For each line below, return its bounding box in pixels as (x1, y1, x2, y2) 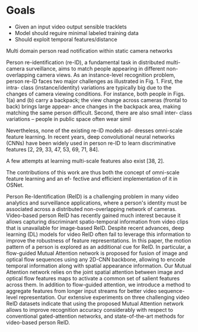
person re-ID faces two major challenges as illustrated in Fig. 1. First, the (6, 78, 183, 85)
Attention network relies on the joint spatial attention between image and (6, 268, 184, 276)
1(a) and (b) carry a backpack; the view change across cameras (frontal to (6, 96, 188, 104)
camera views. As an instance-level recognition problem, (36, 71, 176, 78)
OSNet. (6, 181, 24, 189)
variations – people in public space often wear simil (6, 115, 132, 122)
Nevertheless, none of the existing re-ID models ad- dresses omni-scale (6, 127, 183, 134)
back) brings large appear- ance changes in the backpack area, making (6, 103, 181, 110)
